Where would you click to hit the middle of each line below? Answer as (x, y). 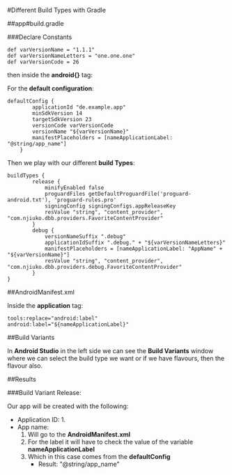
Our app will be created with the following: (68, 406)
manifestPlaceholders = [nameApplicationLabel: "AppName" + (133, 249)
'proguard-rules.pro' (85, 200)
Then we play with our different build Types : (71, 163)
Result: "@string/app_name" (79, 464)
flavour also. (25, 366)
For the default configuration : (51, 88)
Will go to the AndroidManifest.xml (79, 434)
